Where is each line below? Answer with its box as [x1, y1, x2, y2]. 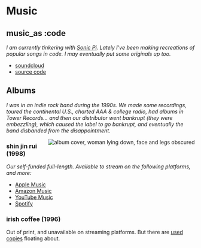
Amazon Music [14, 187, 52, 195]
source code [14, 68, 47, 75]
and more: [6, 170, 32, 177]
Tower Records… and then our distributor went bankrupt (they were [6, 114, 173, 121]
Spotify [14, 200, 33, 207]
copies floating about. [6, 235, 60, 242]
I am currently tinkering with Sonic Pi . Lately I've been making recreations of [6, 44, 195, 51]
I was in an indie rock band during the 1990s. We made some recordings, [6, 101, 187, 108]
